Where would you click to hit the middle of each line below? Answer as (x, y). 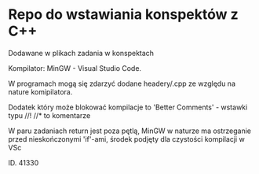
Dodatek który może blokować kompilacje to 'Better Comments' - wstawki (128, 107)
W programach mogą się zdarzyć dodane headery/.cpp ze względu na (122, 83)
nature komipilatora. (40, 91)
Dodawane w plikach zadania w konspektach (81, 53)
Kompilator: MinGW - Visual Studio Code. (75, 68)
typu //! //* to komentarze (49, 115)
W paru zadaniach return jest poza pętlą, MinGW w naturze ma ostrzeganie (130, 131)
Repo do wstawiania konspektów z (124, 15)
